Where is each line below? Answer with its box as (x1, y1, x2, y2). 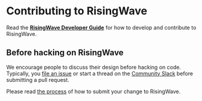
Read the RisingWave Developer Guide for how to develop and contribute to (6, 24, 197, 31)
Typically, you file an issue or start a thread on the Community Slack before (6, 70, 194, 77)
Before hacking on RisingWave (6, 48, 124, 58)
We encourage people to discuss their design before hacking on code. (6, 63, 181, 71)
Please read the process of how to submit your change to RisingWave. (6, 88, 181, 95)
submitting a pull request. (6, 76, 69, 83)
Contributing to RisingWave (6, 4, 148, 18)
